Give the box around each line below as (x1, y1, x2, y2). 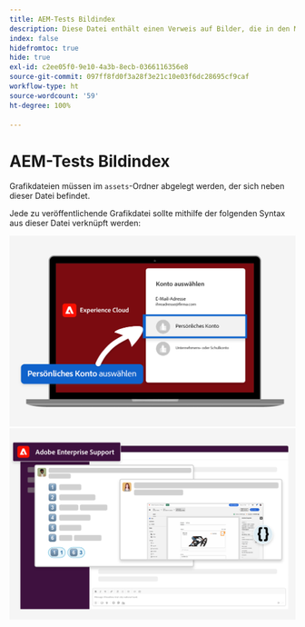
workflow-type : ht (9, 82, 79, 91)
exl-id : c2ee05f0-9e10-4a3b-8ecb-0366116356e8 (9, 63, 189, 72)
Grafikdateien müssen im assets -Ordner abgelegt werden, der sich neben (9, 181, 285, 192)
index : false (9, 34, 59, 43)
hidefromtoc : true (9, 44, 79, 53)
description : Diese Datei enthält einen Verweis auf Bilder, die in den (9, 24, 290, 34)
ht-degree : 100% (9, 101, 71, 110)
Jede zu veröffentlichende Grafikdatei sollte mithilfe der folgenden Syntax (9, 208, 286, 219)
